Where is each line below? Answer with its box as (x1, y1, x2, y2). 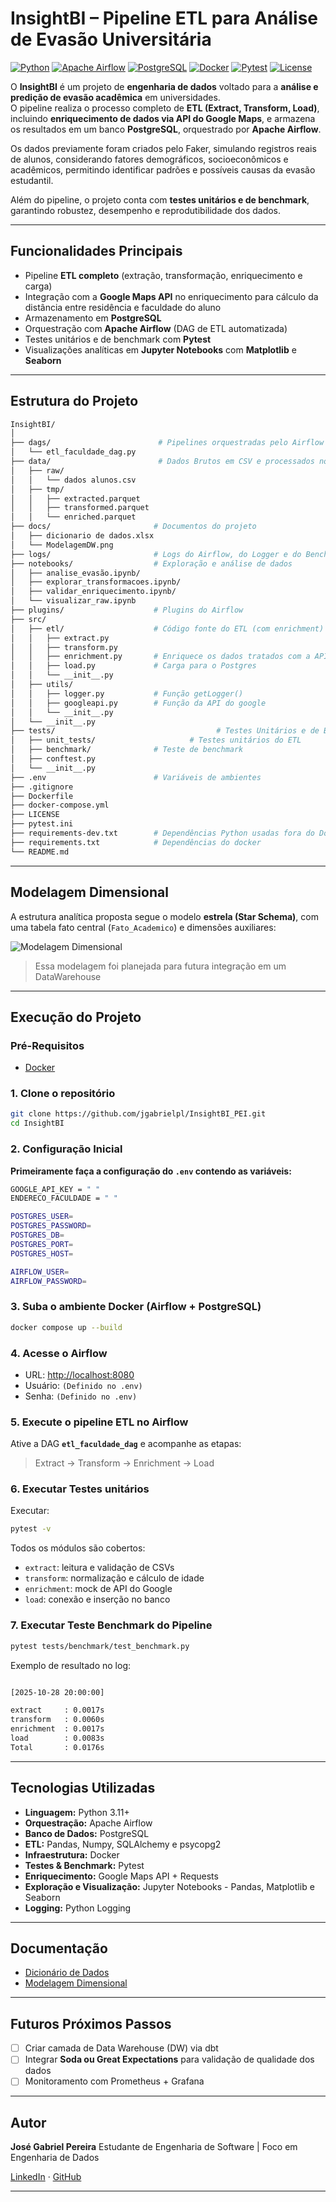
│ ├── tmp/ (10, 484, 65, 494)
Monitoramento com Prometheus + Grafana (24, 2075, 205, 2087)
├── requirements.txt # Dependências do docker (10, 837, 262, 847)
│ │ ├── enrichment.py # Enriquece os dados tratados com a (10, 652, 311, 662)
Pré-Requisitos (10, 1038, 85, 1052)
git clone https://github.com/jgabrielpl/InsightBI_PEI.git (10, 1109, 267, 1119)
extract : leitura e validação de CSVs (24, 1562, 175, 1574)
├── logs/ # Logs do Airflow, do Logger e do (10, 549, 302, 559)
